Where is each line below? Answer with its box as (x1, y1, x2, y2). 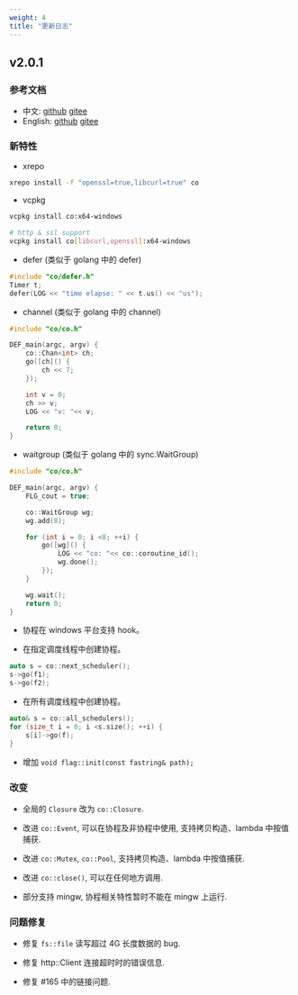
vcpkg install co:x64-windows (9, 213, 123, 222)
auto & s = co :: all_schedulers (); (9, 714, 135, 723)
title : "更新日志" (9, 22, 74, 31)
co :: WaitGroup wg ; (25, 508, 95, 517)
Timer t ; (9, 280, 42, 289)
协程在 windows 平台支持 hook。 (22, 625, 145, 636)
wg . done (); (57, 557, 99, 567)
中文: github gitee (22, 105, 88, 117)
